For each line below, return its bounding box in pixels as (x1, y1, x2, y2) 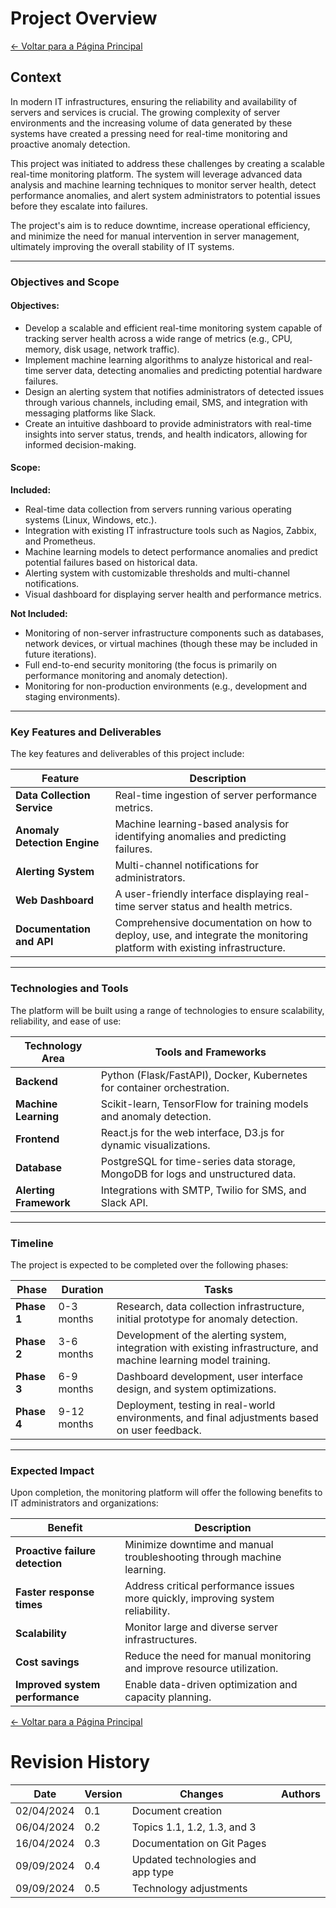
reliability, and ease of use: (10, 1015, 122, 1027)
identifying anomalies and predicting (114, 830, 287, 844)
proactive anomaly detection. (10, 138, 131, 150)
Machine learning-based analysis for (114, 817, 290, 831)
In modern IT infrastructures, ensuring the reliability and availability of (10, 95, 298, 107)
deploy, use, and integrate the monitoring (114, 928, 308, 942)
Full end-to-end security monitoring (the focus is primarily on (24, 659, 278, 671)
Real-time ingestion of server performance (114, 788, 318, 802)
